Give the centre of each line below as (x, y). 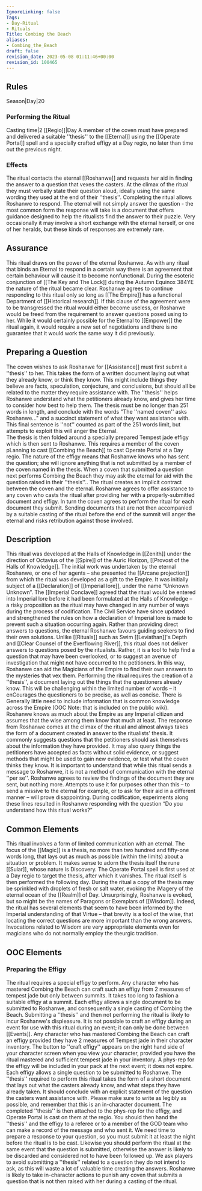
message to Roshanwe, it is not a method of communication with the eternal (100, 772)
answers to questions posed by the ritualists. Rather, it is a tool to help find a (101, 650)
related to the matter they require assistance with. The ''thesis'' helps (92, 392)
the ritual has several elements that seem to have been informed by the (94, 908)
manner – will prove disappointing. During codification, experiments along (97, 797)
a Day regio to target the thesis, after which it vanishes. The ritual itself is (96, 876)
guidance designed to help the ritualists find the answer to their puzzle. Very (101, 216)
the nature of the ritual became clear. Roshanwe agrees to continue (90, 288)
